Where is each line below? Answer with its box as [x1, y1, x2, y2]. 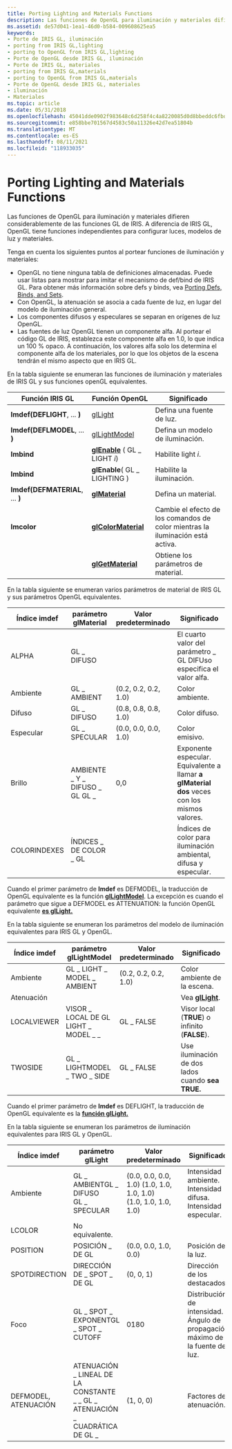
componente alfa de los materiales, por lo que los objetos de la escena [17, 349, 219, 357]
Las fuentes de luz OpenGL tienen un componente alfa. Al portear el [17, 327, 211, 335]
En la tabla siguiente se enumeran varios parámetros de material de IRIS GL [7, 585, 222, 594]
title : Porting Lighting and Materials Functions [7, 10, 153, 17]
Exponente [177, 744, 213, 753]
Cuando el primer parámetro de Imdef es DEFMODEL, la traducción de [7, 884, 209, 893]
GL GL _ [70, 790, 97, 800]
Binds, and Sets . [17, 290, 64, 299]
